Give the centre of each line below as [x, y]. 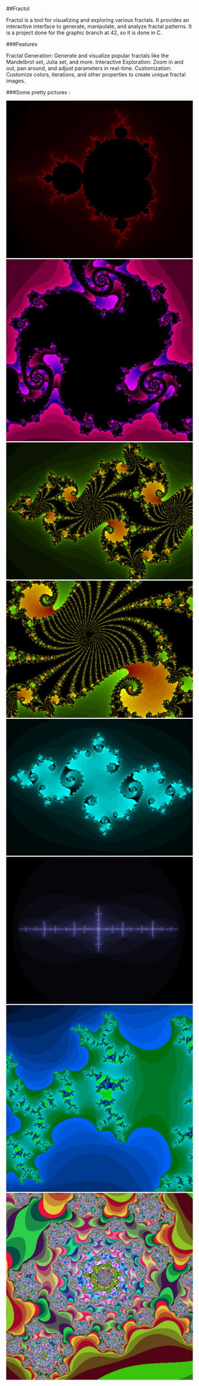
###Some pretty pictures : [38, 92]
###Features [22, 44]
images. [16, 81]
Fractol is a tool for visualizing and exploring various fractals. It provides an [98, 20]
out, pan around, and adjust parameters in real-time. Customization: [89, 68]
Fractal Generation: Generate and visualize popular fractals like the [88, 55]
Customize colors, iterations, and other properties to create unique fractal [96, 74]
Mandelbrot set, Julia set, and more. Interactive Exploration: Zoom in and [95, 62]
